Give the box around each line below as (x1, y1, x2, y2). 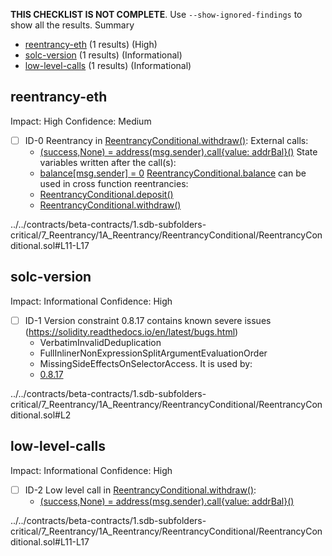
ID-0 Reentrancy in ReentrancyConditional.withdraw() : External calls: (24, 134, 309, 146)
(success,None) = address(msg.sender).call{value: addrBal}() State (39, 145, 318, 158)
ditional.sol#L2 (10, 409, 72, 421)
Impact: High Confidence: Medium (10, 115, 152, 127)
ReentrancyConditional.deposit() (39, 188, 174, 200)
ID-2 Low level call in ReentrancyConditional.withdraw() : (24, 484, 257, 496)
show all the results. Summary (10, 19, 135, 31)
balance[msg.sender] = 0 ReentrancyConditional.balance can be (39, 167, 307, 179)
